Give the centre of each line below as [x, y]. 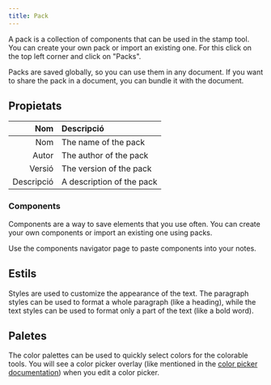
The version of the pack [106, 169]
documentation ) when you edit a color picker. [84, 373]
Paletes [28, 336]
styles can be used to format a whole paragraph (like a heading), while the [132, 302]
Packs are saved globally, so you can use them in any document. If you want [136, 72]
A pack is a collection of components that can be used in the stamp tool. [129, 39]
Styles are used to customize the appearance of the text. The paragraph [129, 293]
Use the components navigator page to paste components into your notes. [132, 248]
